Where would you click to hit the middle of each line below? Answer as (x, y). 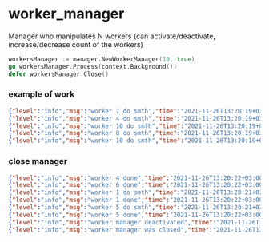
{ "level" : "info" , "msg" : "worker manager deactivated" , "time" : (112, 222)
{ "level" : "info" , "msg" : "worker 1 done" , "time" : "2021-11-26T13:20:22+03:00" (137, 200)
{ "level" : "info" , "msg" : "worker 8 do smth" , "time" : (94, 133)
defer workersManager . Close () (59, 74)
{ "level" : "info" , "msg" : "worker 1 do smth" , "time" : (94, 192)
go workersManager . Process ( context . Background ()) (93, 66)
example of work (42, 94)
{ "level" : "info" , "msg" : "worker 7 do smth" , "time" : (94, 111)
